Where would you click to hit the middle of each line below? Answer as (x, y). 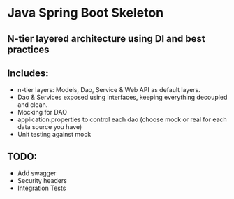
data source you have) (50, 127)
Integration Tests (42, 188)
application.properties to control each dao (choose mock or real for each (122, 119)
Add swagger (37, 173)
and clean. (32, 105)
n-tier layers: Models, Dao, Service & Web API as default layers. (109, 90)
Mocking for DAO (42, 112)
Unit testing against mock (54, 135)
